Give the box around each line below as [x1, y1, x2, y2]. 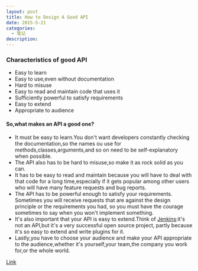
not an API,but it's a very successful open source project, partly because [14, 221, 193, 228]
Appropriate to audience [14, 107, 74, 114]
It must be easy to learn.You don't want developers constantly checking [14, 134, 190, 141]
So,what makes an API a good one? [6, 120, 95, 127]
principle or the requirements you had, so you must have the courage [14, 202, 183, 210]
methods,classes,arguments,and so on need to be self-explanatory [14, 146, 178, 153]
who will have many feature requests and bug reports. [14, 184, 147, 191]
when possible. [14, 152, 52, 160]
